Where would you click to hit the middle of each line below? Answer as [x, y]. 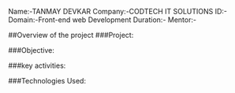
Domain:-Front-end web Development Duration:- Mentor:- [103, 20]
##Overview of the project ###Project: [71, 35]
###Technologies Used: [47, 81]
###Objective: [32, 50]
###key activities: [37, 65]
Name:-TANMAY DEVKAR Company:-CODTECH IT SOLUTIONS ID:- [117, 11]
